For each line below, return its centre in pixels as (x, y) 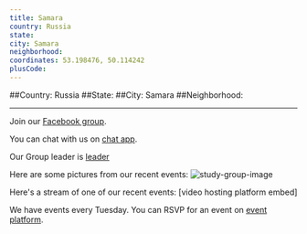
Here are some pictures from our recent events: (99, 174)
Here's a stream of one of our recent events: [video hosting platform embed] (153, 192)
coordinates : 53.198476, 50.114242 (77, 60)
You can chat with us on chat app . (74, 139)
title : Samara (37, 18)
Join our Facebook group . (58, 121)
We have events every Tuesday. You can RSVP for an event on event (138, 209)
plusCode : (28, 69)
